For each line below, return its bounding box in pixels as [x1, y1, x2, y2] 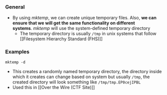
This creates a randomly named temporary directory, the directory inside [12, 68, 162, 74]
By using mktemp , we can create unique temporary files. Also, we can [12, 15, 157, 21]
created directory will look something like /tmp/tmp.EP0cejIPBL [12, 79, 141, 85]
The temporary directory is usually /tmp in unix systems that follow [19, 31, 157, 37]
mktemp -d [5, 60, 26, 65]
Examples [5, 48, 30, 55]
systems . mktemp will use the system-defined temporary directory [12, 25, 151, 31]
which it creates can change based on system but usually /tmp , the [12, 74, 150, 80]
